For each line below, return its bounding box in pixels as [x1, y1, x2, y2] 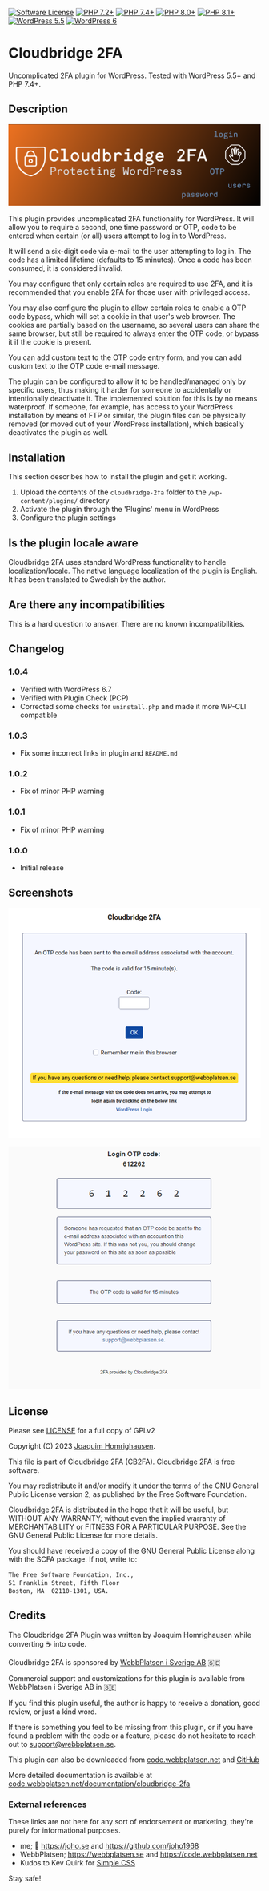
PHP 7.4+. [8, 79, 42, 88]
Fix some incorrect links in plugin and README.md [19, 748, 178, 758]
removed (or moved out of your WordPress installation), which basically [8, 419, 244, 429]
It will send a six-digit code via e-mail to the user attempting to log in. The [8, 246, 251, 256]
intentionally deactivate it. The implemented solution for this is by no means [8, 393, 258, 403]
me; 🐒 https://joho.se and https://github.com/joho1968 [19, 1841, 199, 1851]
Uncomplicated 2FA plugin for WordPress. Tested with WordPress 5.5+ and [8, 71, 256, 80]
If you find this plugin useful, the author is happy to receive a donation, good [8, 1698, 260, 1708]
